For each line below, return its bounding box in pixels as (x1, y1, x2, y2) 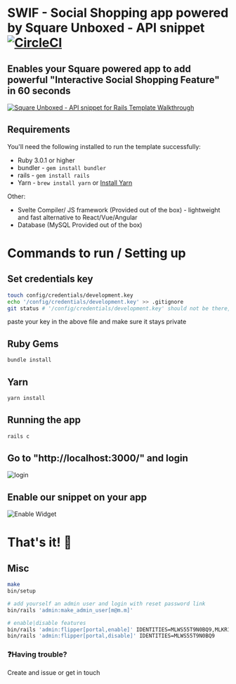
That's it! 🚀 (7, 534, 72, 550)
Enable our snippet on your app (7, 491, 147, 503)
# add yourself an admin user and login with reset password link (7, 600, 206, 607)
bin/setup (7, 588, 37, 595)
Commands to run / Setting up (7, 245, 186, 261)
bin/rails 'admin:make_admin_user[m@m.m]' (7, 607, 133, 614)
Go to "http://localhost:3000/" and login (7, 452, 188, 464)
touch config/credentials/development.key (7, 292, 133, 299)
